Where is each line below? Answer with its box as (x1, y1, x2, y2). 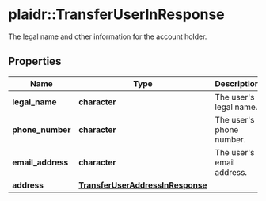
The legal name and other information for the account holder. (8, 32, 207, 41)
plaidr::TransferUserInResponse (8, 6, 226, 24)
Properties (8, 55, 62, 68)
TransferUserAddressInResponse (78, 180, 207, 191)
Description (215, 78, 260, 89)
